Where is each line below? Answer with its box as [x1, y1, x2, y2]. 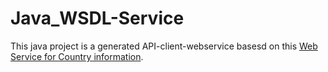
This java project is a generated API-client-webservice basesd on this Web [10, 40, 318, 52]
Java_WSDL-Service [10, 7, 185, 30]
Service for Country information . [10, 50, 144, 62]
